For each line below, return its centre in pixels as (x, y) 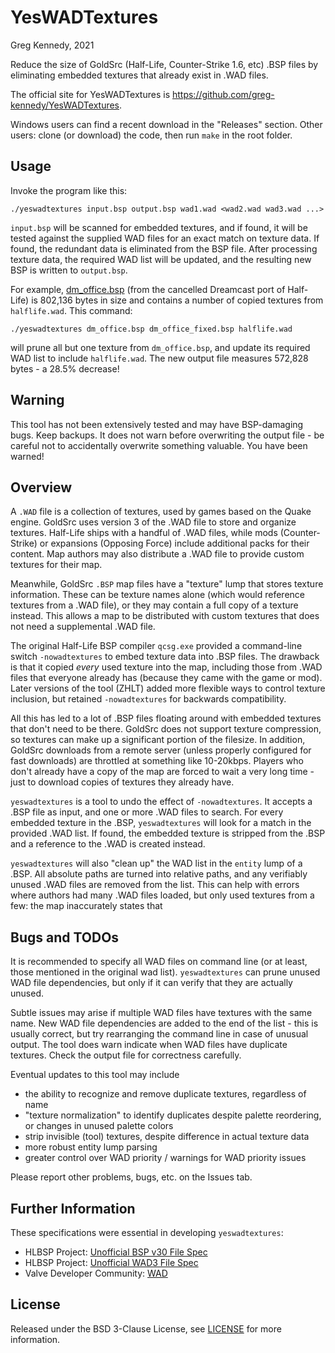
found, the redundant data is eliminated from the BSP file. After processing (164, 248)
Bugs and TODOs (65, 937)
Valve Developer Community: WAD (96, 1273)
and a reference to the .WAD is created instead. (108, 844)
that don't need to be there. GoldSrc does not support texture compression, (166, 729)
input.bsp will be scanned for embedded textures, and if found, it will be (159, 227)
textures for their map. (56, 565)
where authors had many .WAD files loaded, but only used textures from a (162, 895)
